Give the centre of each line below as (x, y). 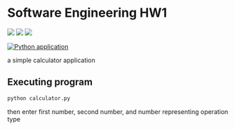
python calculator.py (39, 98)
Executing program (50, 82)
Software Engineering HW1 (87, 13)
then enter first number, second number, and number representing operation (118, 111)
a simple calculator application (52, 60)
